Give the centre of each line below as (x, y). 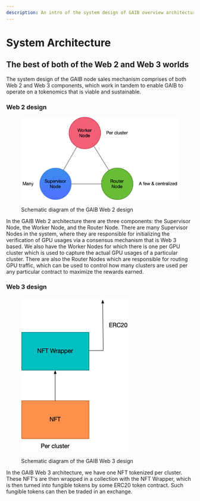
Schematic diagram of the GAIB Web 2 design (77, 209)
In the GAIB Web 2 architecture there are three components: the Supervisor (99, 221)
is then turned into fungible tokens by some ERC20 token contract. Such (95, 485)
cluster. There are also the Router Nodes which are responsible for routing (97, 259)
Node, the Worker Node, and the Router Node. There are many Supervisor (97, 227)
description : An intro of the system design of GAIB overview (85, 12)
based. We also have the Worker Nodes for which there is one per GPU (93, 246)
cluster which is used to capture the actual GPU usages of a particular (92, 252)
